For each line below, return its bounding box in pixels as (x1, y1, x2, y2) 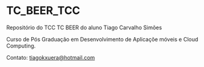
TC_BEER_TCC (6, 4, 80, 18)
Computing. (6, 42, 36, 49)
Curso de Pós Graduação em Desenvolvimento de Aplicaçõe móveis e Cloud (6, 35, 199, 43)
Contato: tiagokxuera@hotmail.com (6, 54, 96, 61)
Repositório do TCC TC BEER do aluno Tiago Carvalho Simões (6, 24, 163, 31)
